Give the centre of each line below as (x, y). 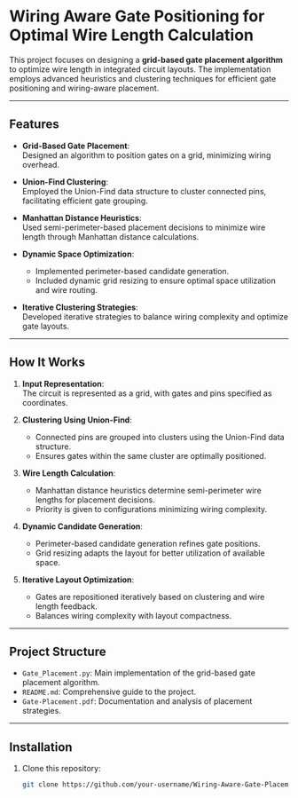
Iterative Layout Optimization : (78, 580)
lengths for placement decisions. (95, 500)
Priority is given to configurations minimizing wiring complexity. (151, 509)
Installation (41, 747)
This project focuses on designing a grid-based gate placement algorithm (146, 59)
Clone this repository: (61, 769)
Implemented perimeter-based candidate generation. (132, 271)
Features (34, 125)
